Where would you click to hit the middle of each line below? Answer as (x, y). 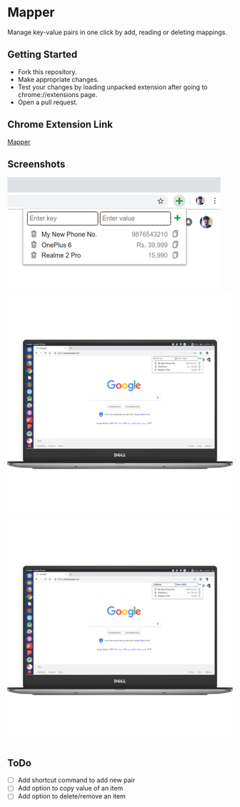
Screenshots (36, 164)
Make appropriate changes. (58, 79)
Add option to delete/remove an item (72, 796)
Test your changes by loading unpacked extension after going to (112, 87)
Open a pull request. (48, 102)
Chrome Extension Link (60, 125)
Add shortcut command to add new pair (76, 780)
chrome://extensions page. (57, 94)
